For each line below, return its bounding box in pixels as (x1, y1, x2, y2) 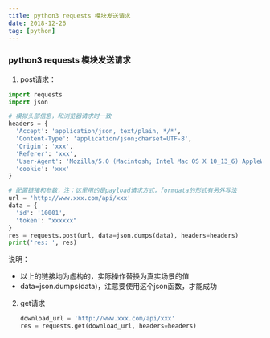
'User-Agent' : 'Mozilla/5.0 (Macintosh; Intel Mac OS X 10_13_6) (15, 157, 239, 165)
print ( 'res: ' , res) (8, 238, 78, 247)
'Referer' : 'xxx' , (15, 149, 78, 157)
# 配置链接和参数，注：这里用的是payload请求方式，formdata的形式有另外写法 (8, 186, 237, 195)
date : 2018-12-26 (8, 19, 67, 27)
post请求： (19, 74, 56, 84)
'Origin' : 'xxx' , (15, 142, 74, 150)
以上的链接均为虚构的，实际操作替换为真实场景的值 (19, 271, 190, 281)
